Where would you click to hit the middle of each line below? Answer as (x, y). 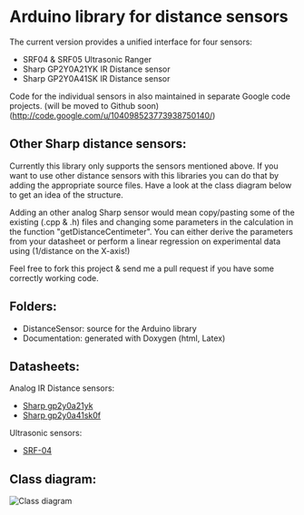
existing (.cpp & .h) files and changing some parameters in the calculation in (152, 222)
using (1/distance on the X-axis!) (70, 250)
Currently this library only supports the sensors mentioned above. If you (144, 166)
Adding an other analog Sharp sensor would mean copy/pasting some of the (152, 212)
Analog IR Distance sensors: (62, 388)
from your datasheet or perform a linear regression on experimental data (145, 241)
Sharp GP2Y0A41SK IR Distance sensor (96, 78)
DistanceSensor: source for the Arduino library (109, 328)
